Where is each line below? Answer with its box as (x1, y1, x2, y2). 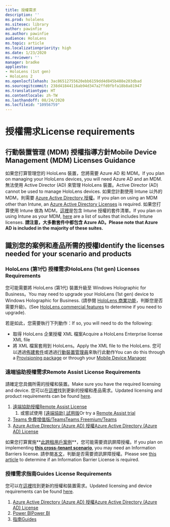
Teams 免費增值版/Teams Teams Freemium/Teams (12, 416, 117, 422)
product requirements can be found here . (5, 393, 92, 399)
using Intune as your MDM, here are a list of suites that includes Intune (5, 213, 153, 219)
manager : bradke (5, 60, 40, 65)
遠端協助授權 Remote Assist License (12, 404, 87, 410)
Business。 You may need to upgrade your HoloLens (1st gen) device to (5, 291, 154, 297)
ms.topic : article (5, 41, 44, 46)
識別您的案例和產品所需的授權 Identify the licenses (5, 241, 165, 250)
